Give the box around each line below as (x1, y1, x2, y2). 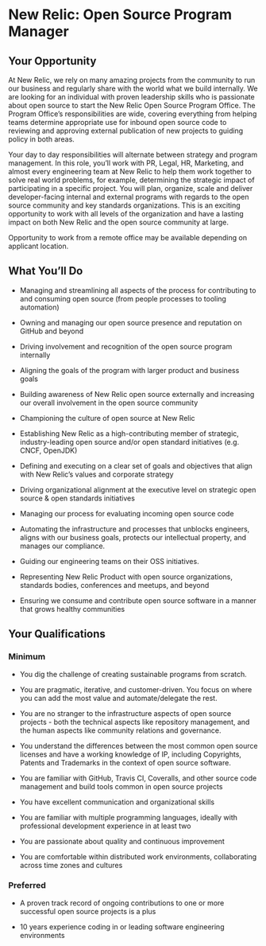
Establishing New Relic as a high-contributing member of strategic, (19, 428, 240, 438)
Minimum (8, 651, 46, 662)
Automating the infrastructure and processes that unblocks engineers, (19, 524, 250, 534)
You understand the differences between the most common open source (19, 741, 258, 750)
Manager (8, 22, 69, 41)
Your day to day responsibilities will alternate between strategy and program (8, 150, 258, 159)
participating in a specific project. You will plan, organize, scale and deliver (8, 184, 253, 193)
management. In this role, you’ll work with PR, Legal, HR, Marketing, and (8, 158, 245, 168)
